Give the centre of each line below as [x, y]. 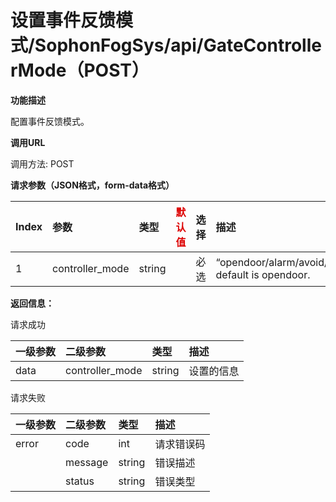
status [80, 481]
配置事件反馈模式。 [50, 121]
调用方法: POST [42, 163]
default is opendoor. [263, 274]
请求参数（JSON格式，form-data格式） [92, 185]
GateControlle [262, 45]
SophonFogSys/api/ [119, 45]
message [87, 462]
